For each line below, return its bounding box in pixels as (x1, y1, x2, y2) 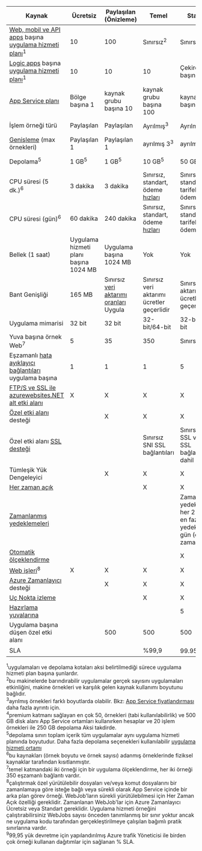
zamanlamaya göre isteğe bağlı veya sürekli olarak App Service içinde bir (6, 785, 188, 792)
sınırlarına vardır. (6, 824, 48, 831)
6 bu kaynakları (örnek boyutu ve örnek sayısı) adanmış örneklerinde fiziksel (6, 750, 194, 759)
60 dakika (70, 214, 98, 223)
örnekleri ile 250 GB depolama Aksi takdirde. (6, 724, 117, 732)
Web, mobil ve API (9, 25, 61, 34)
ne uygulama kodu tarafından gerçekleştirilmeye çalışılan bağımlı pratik (6, 817, 182, 825)
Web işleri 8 (9, 565, 41, 575)
